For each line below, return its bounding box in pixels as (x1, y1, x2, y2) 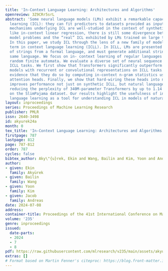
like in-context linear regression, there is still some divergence (9, 30, 155, 35)
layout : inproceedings (5, 100, 52, 105)
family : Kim (9, 188, 35, 193)
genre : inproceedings (5, 221, 50, 226)
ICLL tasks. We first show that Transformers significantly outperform (9, 63, 162, 68)
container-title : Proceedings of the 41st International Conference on (5, 212, 157, 217)
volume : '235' (5, 216, 35, 221)
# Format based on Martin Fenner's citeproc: (5, 258, 101, 263)
